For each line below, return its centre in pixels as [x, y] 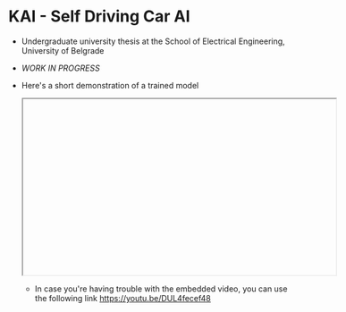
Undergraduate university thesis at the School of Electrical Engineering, [153, 41]
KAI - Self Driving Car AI [99, 17]
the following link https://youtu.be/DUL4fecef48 [123, 298]
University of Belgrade [63, 50]
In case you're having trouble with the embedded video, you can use [161, 289]
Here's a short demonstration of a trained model [110, 85]
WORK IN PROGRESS [60, 68]
